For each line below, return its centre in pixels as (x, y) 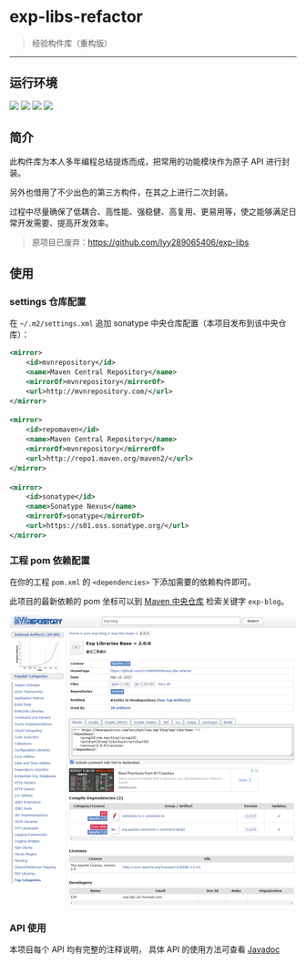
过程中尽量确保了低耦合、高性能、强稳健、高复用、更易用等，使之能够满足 (149, 211)
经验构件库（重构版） (71, 43)
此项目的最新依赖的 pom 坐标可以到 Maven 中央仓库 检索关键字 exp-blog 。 (149, 602)
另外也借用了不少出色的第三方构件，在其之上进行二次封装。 (121, 192)
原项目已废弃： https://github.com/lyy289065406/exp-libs (140, 242)
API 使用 (28, 928)
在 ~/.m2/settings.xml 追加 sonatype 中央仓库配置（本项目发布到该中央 (144, 323)
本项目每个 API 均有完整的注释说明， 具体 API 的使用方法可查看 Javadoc (145, 949)
